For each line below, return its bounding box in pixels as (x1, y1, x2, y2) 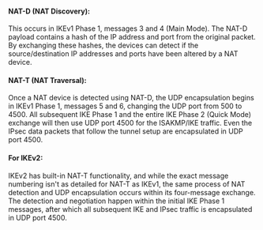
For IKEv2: (8, 153, 43, 162)
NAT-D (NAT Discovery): (8, 6, 91, 16)
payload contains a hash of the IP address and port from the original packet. (8, 32, 257, 42)
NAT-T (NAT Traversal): (8, 75, 87, 85)
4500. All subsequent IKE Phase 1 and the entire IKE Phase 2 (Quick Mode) (8, 110, 251, 119)
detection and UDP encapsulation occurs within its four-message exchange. (8, 187, 256, 197)
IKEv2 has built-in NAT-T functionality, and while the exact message (8, 171, 229, 180)
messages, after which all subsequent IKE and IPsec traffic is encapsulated (8, 204, 253, 213)
